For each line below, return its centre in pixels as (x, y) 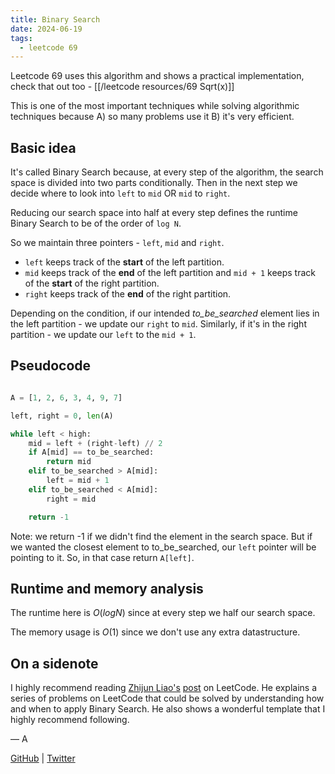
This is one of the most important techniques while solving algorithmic (155, 106)
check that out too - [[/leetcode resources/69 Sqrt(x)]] (122, 87)
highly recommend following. (70, 720)
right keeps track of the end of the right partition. (128, 294)
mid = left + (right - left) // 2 (95, 443)
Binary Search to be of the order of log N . (96, 223)
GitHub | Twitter (43, 758)
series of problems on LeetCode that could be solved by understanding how (167, 698)
